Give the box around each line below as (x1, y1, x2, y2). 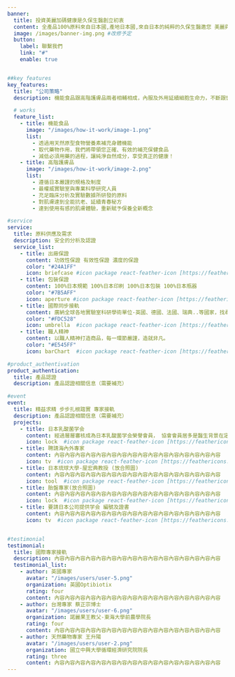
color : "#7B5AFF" (25, 289, 77, 296)
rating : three (25, 653, 68, 660)
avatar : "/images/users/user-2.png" (25, 640, 133, 647)
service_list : (13, 243, 55, 250)
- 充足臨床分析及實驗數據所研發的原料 (32, 192, 127, 199)
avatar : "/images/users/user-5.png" (25, 575, 133, 582)
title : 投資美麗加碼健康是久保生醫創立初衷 (13, 17, 124, 24)
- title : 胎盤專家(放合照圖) (20, 484, 97, 491)
